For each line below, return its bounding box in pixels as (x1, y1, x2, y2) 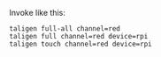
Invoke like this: (9, 8, 66, 18)
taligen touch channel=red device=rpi (9, 39, 152, 48)
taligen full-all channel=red (9, 25, 121, 33)
